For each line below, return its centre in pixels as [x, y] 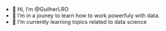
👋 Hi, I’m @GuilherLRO [40, 9]
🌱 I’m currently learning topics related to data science [79, 22]
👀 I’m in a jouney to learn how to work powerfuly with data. [86, 15]
